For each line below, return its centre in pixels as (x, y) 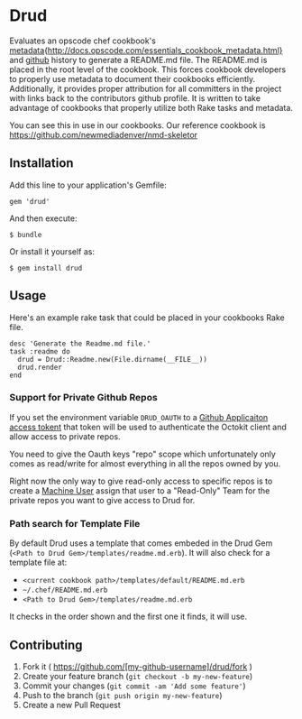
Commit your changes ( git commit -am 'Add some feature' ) (134, 686)
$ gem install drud (46, 268)
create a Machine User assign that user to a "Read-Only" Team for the (140, 490)
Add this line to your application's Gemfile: (88, 185)
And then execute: (43, 218)
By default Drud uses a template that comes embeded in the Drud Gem (141, 543)
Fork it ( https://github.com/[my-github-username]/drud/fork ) (137, 666)
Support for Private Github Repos (83, 398)
